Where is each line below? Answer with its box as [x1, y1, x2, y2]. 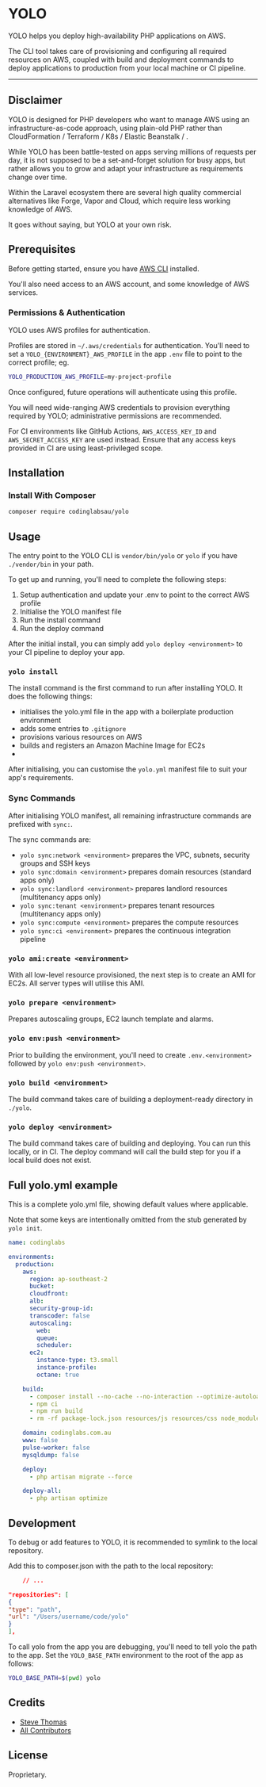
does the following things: [8, 691, 93, 702]
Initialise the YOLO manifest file [19, 607, 122, 617]
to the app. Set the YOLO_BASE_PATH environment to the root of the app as [8, 1651, 244, 1660]
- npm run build [28, 1407, 83, 1415]
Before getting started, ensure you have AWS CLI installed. [8, 263, 199, 274]
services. [8, 287, 38, 297]
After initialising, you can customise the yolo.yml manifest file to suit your [8, 764, 248, 774]
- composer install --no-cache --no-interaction [28, 1392, 193, 1400]
